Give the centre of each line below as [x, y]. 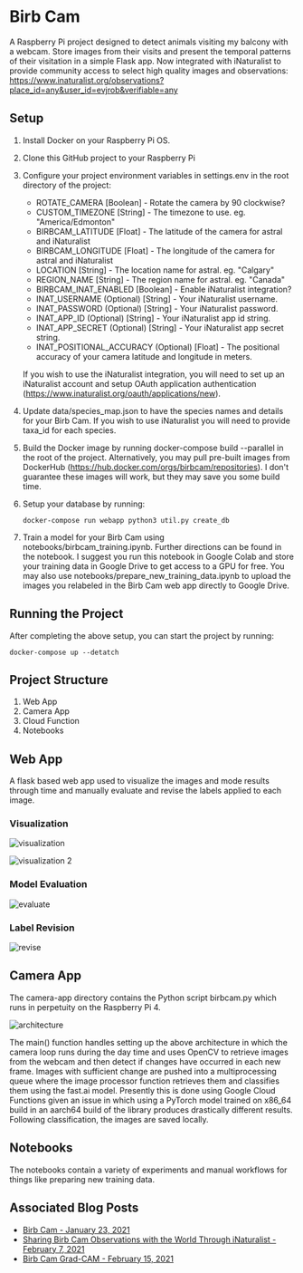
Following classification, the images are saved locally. [109, 1119]
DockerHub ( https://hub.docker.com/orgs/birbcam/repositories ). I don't [156, 467]
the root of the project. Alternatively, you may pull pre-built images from [156, 457]
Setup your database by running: [84, 504]
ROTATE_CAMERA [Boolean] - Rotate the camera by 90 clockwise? [161, 202]
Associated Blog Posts [74, 1208]
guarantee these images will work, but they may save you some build [151, 477]
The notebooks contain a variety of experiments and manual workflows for [148, 1170]
